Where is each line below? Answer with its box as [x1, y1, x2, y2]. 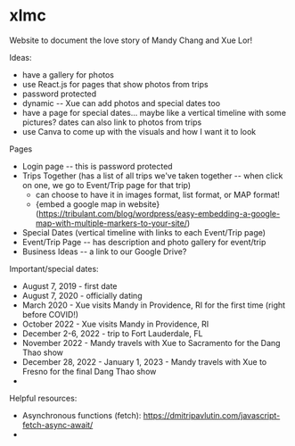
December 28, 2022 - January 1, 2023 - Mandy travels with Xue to [21, 356, 267, 367]
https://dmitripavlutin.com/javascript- [143, 409, 281, 420]
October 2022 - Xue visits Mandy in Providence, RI [21, 318, 209, 329]
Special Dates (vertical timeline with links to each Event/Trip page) [21, 227, 266, 237]
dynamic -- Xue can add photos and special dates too [21, 97, 221, 108]
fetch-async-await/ [21, 419, 94, 430]
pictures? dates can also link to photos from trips [21, 117, 202, 128]
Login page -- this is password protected [21, 161, 173, 171]
